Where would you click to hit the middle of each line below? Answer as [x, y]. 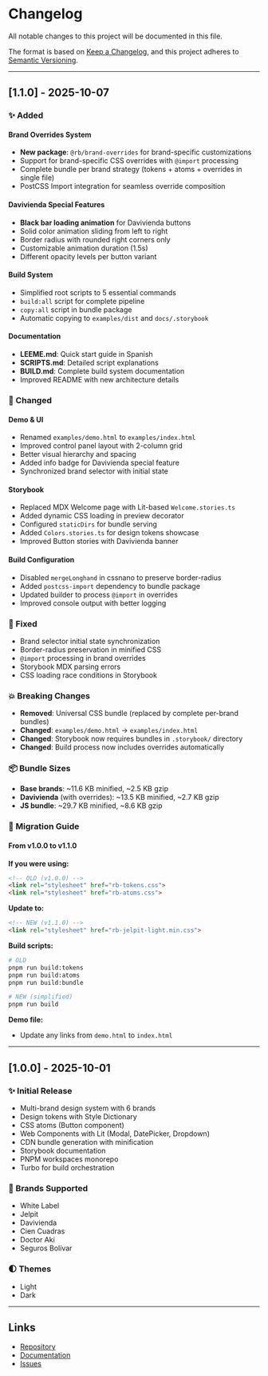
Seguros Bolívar [46, 1248]
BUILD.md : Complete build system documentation [102, 371]
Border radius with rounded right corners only [95, 239]
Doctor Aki [37, 1240]
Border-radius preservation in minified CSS [91, 650]
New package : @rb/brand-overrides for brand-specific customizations [136, 152]
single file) [37, 178]
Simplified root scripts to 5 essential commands [98, 292]
